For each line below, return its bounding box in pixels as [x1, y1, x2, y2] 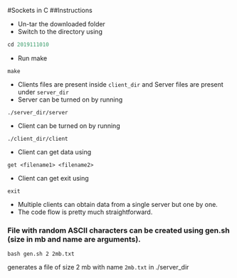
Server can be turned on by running [17, 95, 123, 104]
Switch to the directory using [17, 28, 103, 36]
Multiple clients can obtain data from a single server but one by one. [17, 200, 218, 208]
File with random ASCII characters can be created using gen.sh [7, 225, 230, 235]
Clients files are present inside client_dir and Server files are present [17, 80, 224, 88]
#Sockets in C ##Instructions [7, 6, 93, 14]
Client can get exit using [17, 173, 89, 182]
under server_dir [17, 87, 69, 96]
